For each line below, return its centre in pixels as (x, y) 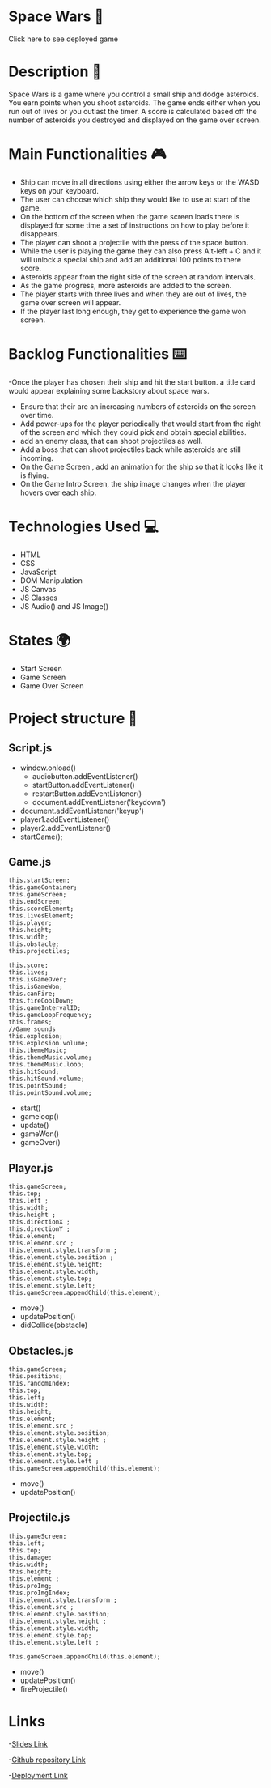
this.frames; (30, 1022)
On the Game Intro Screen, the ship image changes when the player (133, 483)
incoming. (37, 458)
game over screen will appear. (70, 302)
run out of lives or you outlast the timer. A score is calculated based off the (133, 111)
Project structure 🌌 (73, 718)
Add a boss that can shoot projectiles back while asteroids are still (130, 449)
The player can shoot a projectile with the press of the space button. (134, 242)
